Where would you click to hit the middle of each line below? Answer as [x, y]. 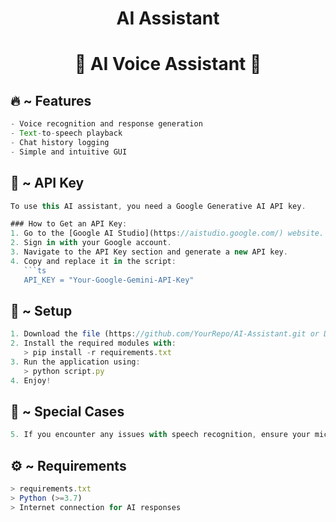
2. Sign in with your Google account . [91, 243]
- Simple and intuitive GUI [69, 152]
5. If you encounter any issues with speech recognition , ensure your [160, 435]
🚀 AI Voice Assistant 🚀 [168, 64]
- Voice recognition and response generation [106, 124]
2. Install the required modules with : [93, 343]
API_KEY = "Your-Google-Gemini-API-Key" [109, 280]
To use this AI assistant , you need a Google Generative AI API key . [158, 206]
